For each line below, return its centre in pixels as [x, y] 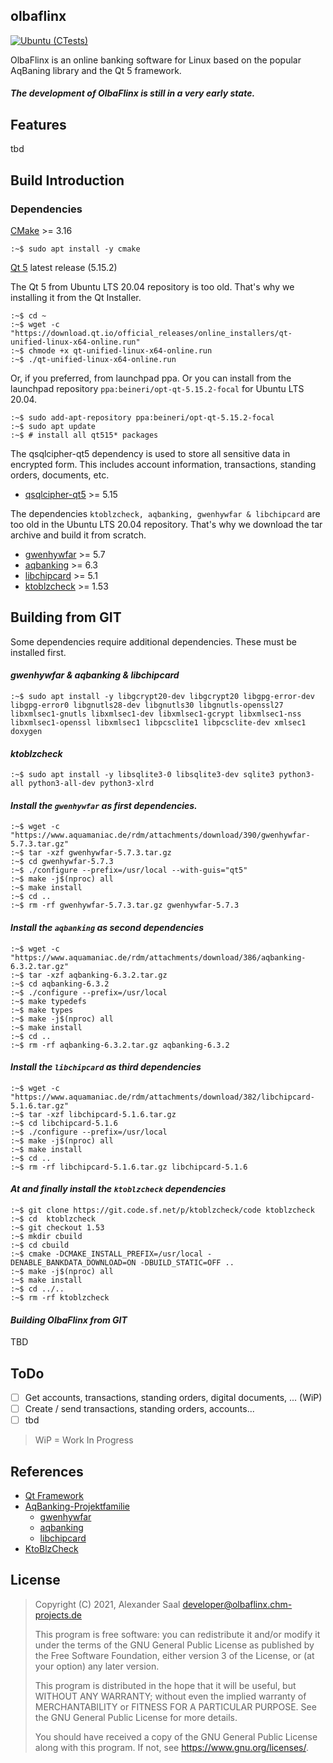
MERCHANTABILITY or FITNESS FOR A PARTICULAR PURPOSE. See [175, 1706]
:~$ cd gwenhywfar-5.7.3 [62, 862]
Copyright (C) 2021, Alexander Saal [107, 1604]
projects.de [58, 1615]
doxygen [26, 731]
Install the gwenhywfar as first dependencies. [104, 805]
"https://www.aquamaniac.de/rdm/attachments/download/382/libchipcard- [162, 1097]
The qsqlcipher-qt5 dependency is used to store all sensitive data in [150, 453]
